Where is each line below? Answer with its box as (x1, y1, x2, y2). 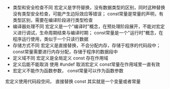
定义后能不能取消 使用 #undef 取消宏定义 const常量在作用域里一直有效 (12, 61, 160, 67)
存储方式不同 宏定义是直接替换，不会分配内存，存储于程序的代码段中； (12, 42, 161, 48)
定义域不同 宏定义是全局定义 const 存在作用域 (12, 55, 109, 61)
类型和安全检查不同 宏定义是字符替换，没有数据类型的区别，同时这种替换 (12, 5, 165, 10)
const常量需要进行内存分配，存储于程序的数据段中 (12, 49, 118, 55)
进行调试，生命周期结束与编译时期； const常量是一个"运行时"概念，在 (17, 30, 163, 35)
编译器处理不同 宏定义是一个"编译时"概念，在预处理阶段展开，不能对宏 (12, 23, 161, 29)
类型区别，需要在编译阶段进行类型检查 (12, 17, 93, 23)
